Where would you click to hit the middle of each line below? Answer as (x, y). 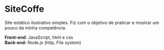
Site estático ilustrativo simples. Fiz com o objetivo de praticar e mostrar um (82, 23)
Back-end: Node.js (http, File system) (43, 42)
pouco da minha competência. (36, 27)
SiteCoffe (24, 9)
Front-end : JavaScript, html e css (39, 37)
